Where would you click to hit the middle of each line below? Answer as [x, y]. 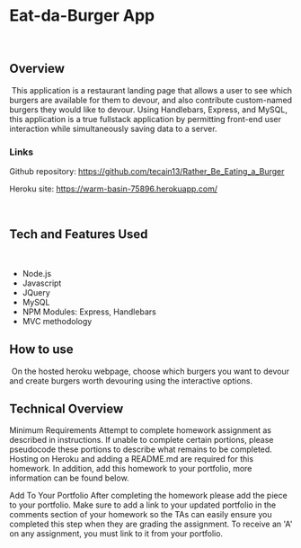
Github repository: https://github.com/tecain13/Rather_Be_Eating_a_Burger [147, 172]
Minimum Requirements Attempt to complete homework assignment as [141, 430]
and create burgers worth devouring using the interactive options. [131, 380]
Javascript [42, 283]
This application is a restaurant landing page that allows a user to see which [152, 90]
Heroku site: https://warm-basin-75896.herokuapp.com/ [114, 189]
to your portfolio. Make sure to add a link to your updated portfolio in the [143, 505]
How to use [41, 350]
